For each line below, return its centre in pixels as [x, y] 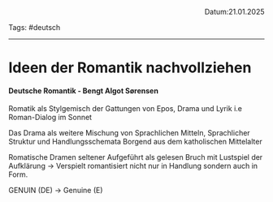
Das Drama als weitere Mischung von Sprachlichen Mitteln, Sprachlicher [129, 133]
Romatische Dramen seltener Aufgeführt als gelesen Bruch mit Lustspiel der [136, 157]
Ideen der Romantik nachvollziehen [130, 68]
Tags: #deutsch [35, 27]
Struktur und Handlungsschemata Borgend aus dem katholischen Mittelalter [135, 142]
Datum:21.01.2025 [234, 12]
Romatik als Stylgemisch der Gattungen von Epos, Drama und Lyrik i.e [125, 109]
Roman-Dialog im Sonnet [50, 118]
